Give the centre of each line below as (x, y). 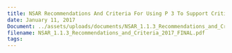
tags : (15, 39)
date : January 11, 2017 (41, 20)
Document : (21, 26)
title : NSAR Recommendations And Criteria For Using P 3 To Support (108, 13)
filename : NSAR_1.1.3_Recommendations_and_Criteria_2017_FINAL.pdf (106, 33)
